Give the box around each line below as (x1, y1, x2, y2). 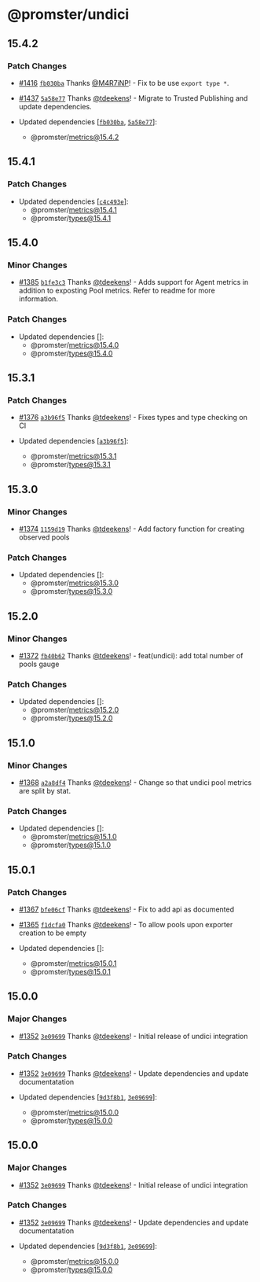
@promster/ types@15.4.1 (30, 213, 112, 223)
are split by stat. (18, 786, 71, 795)
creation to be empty (18, 928, 87, 938)
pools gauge (18, 659, 60, 669)
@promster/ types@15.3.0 (30, 587, 113, 596)
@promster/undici (7, 6, 130, 24)
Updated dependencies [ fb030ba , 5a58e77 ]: (18, 116, 158, 127)
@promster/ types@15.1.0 (30, 840, 112, 850)
